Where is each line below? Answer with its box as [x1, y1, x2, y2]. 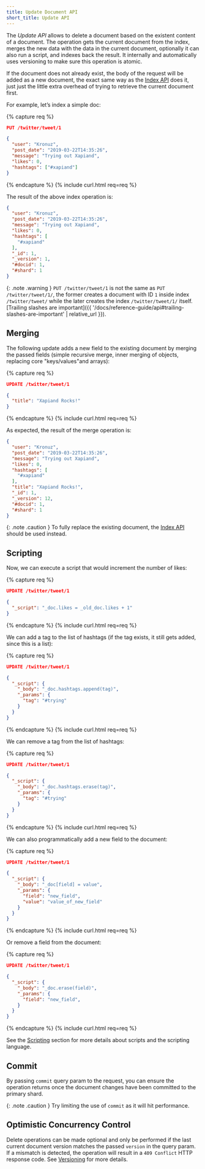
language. [6, 1043, 32, 1051]
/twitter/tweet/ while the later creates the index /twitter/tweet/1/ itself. [6, 297, 193, 304]
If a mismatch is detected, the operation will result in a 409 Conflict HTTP [6, 1149, 193, 1156]
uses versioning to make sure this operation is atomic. [6, 58, 143, 65]
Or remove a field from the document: [6, 939, 102, 946]
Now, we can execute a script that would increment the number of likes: [6, 564, 187, 572]
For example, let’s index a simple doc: [6, 101, 101, 108]
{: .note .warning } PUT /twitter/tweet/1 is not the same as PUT [6, 284, 165, 291]
